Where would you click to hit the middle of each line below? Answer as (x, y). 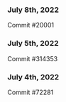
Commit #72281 (31, 92)
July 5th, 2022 (33, 44)
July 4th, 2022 (33, 77)
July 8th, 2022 (33, 10)
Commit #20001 (31, 25)
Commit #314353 (33, 58)
